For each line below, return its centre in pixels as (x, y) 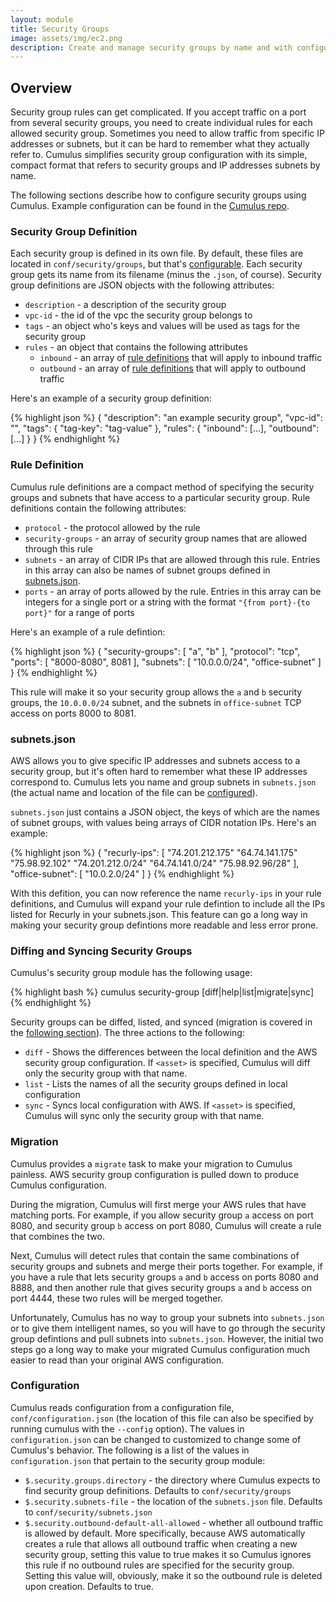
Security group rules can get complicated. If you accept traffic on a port (158, 112)
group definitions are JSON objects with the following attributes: (142, 285)
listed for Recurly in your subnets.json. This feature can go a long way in (159, 914)
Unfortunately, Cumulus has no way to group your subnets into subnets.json (167, 1317)
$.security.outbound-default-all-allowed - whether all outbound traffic (174, 1522)
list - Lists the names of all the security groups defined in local (156, 1084)
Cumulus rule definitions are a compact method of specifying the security (162, 487)
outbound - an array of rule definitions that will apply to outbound (173, 368)
